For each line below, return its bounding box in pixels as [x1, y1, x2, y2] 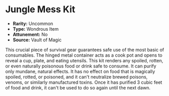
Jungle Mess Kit [5, 4, 76, 15]
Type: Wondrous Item [12, 26, 59, 32]
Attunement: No [12, 31, 48, 37]
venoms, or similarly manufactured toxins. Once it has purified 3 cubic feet [5, 79, 162, 85]
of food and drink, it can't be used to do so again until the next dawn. [5, 84, 151, 90]
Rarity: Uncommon [12, 20, 54, 27]
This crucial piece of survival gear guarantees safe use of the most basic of [5, 46, 164, 53]
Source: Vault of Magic [12, 37, 62, 43]
